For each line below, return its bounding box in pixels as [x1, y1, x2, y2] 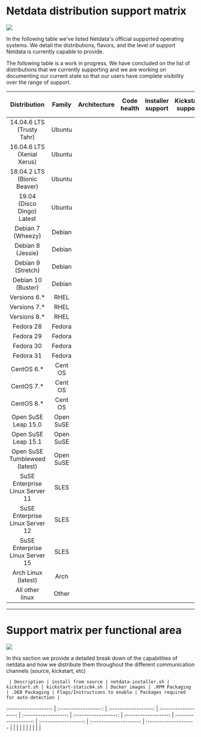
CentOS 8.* [11, 399, 44, 408]
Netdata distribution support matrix [6, 4, 187, 18]
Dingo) [17, 207, 37, 215]
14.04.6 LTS [10, 118, 45, 126]
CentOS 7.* [11, 382, 44, 390]
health [120, 104, 139, 112]
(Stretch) [14, 266, 40, 274]
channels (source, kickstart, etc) [6, 667, 86, 674]
